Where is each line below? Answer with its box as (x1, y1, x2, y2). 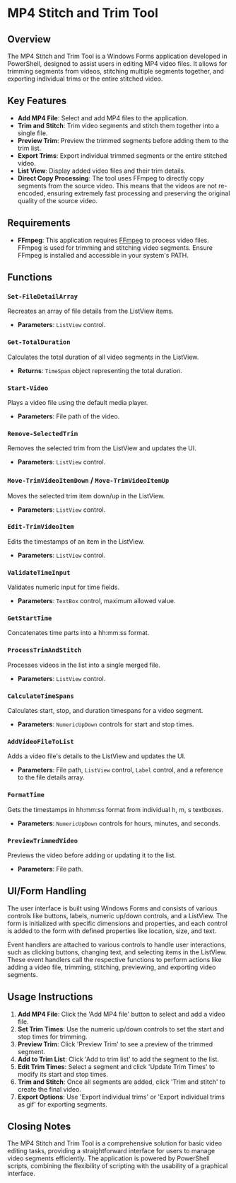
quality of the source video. (17, 196, 98, 205)
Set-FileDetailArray (7, 292, 78, 300)
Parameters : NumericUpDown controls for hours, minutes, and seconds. (17, 819, 220, 828)
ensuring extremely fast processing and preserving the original (47, 189, 230, 198)
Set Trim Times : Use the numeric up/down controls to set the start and (17, 1024, 225, 1033)
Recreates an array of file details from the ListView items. (7, 307, 175, 316)
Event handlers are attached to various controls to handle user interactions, (7, 940, 227, 949)
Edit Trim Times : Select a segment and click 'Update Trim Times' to (17, 1062, 216, 1070)
